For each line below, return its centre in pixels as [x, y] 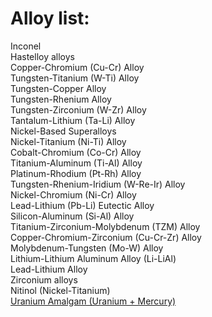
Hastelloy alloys [42, 56]
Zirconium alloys [44, 279]
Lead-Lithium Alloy [49, 269]
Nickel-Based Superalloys [63, 131]
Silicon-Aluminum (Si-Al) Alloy [72, 216]
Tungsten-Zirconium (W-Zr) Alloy [78, 109]
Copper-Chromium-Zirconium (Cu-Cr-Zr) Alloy [106, 237]
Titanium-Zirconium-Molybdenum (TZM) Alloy [105, 226]
